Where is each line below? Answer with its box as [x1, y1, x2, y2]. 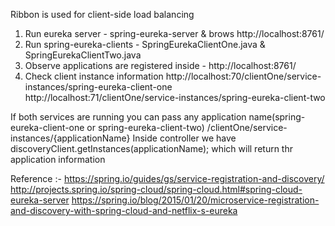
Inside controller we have [132, 132, 237, 144]
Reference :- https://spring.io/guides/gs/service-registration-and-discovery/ [10, 173, 325, 184]
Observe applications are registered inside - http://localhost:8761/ [24, 60, 297, 71]
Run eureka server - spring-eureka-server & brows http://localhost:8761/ [24, 28, 325, 39]
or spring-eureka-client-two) [86, 122, 205, 133]
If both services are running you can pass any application [10, 111, 247, 123]
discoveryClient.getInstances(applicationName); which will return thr [10, 143, 293, 154]
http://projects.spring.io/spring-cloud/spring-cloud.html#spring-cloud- [10, 184, 303, 195]
